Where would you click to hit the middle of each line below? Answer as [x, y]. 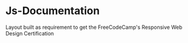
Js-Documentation [53, 11]
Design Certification [30, 33]
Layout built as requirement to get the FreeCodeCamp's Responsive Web [94, 27]
